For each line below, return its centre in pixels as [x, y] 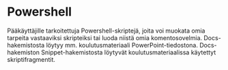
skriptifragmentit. [31, 59]
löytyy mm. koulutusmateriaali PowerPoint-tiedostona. [122, 45]
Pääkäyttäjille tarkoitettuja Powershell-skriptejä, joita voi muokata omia [106, 31]
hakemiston [23, 52]
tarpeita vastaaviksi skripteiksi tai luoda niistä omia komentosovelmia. [105, 37]
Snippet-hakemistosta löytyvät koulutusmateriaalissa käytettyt [128, 52]
